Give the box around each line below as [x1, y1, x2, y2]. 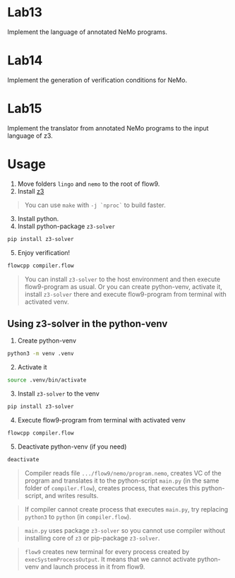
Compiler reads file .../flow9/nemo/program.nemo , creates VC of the [24, 468, 222, 477]
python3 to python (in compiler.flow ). [24, 512, 132, 521]
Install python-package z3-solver [17, 222, 116, 230]
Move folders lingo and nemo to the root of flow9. [17, 179, 160, 188]
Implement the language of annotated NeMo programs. [7, 28, 168, 36]
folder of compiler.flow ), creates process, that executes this [24, 483, 200, 492]
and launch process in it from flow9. [40, 562, 145, 571]
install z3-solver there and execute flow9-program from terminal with [24, 290, 227, 298]
